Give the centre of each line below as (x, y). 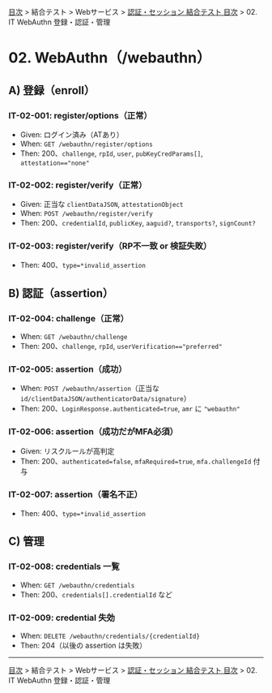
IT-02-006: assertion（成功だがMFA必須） (93, 432)
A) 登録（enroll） (52, 90)
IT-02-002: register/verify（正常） (78, 185)
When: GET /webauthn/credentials (77, 585)
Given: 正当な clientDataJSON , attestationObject (102, 204)
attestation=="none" (55, 163)
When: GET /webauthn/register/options (87, 144)
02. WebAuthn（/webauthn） (110, 58)
